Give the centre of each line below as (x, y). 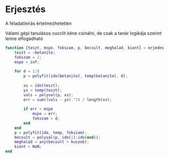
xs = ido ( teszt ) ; (41, 85)
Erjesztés (26, 9)
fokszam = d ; (46, 118)
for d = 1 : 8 (27, 71)
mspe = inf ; (27, 62)
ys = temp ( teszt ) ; (43, 90)
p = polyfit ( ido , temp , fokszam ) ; (51, 133)
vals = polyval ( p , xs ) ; (48, 95)
